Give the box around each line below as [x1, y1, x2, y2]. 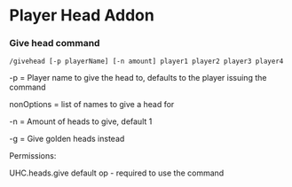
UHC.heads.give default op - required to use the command [9, 168, 225, 178]
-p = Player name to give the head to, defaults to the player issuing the [9, 73, 267, 83]
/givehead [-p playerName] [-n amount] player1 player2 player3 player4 [9, 57, 284, 66]
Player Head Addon [9, 5, 155, 26]
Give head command [9, 37, 100, 50]
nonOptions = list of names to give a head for [9, 99, 175, 110]
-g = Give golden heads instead [9, 134, 125, 144]
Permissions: [9, 151, 57, 161]
